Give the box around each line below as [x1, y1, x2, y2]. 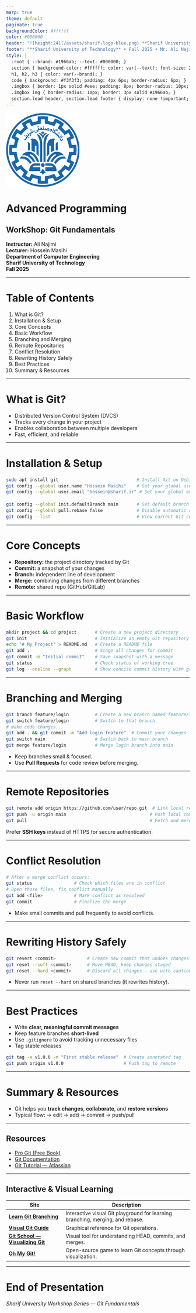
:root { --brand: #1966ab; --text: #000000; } [11, 59, 127, 64]
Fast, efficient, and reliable [14, 431, 79, 438]
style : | [6, 53, 27, 59]
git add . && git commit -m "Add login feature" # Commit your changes [6, 730, 187, 736]
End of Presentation [6, 1280, 104, 1294]
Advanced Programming [6, 202, 127, 215]
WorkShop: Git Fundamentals [6, 225, 116, 235]
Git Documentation [14, 1156, 60, 1163]
